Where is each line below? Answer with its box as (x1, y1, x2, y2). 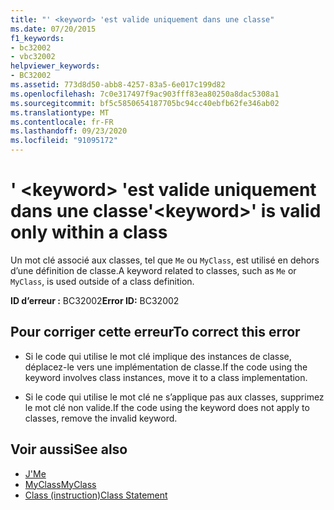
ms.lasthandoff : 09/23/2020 (10, 126, 128, 136)
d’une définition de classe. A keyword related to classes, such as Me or (10, 264, 297, 276)
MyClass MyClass (24, 478, 97, 490)
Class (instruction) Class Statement (24, 489, 168, 501)
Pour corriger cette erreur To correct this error (10, 324, 301, 341)
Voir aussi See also (10, 441, 128, 458)
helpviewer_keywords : (10, 61, 101, 71)
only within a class (10, 221, 168, 244)
